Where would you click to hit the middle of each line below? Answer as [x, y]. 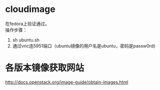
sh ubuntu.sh [26, 40]
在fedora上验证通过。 [27, 23]
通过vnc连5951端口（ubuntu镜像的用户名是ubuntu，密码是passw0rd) [84, 45]
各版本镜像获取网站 [45, 68]
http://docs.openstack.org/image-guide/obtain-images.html [67, 82]
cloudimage [30, 9]
